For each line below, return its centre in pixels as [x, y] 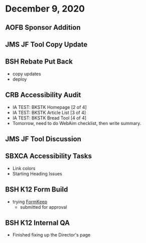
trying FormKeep [30, 202]
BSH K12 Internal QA [38, 223]
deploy [20, 79]
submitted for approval [43, 207]
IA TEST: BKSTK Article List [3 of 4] [49, 112]
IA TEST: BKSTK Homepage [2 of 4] [49, 107]
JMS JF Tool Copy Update [46, 44]
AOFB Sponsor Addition [43, 27]
